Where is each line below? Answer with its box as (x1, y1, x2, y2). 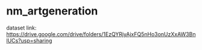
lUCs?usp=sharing (6, 37, 52, 44)
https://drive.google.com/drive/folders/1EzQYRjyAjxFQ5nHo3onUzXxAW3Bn (6, 30, 196, 37)
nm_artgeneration (6, 4, 98, 18)
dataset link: (6, 24, 37, 31)
